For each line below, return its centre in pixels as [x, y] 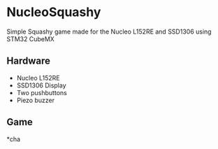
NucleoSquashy [54, 12]
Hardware [28, 61]
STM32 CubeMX [31, 38]
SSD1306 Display [42, 85]
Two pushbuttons [42, 92]
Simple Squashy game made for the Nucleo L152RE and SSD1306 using [109, 31]
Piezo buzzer [36, 100]
